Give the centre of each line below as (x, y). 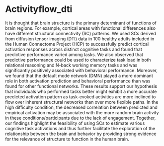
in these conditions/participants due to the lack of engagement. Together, (81, 118)
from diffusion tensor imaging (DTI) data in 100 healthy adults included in (80, 39)
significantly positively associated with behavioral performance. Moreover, (82, 70)
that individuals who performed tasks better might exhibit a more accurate (81, 91)
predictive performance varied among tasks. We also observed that (74, 54)
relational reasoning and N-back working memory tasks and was (71, 65)
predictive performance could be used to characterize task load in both (78, 60)
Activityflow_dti (39, 9)
